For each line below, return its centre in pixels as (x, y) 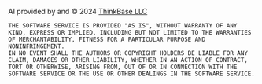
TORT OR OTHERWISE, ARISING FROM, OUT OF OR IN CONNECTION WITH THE (123, 67)
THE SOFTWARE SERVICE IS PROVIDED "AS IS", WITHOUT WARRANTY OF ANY (123, 26)
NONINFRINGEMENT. (37, 46)
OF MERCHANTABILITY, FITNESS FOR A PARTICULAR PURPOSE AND (107, 39)
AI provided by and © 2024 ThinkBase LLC (78, 11)
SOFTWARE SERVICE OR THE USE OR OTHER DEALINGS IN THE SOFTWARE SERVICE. (132, 74)
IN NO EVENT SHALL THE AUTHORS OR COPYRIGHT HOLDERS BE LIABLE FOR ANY (128, 53)
